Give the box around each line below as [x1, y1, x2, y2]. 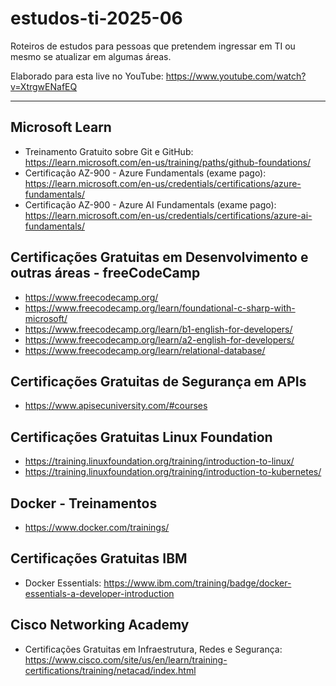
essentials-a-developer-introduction [24, 587, 175, 599]
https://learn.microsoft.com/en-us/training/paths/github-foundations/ [24, 156, 312, 168]
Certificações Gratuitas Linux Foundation [10, 428, 273, 446]
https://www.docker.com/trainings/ [24, 522, 170, 533]
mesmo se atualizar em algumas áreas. [10, 50, 172, 62]
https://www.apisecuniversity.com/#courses [24, 400, 208, 412]
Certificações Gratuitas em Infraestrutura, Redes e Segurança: [24, 643, 283, 655]
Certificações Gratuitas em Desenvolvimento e [10, 249, 309, 266]
